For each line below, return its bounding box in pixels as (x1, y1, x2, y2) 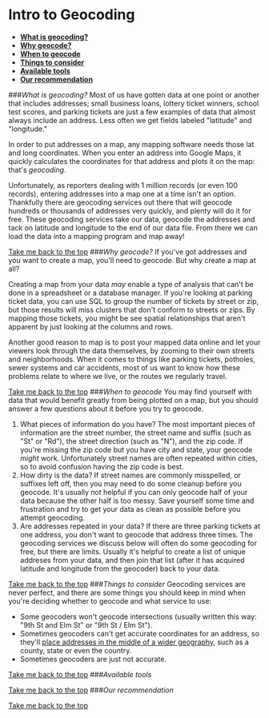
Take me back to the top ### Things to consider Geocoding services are (8, 579, 246, 588)
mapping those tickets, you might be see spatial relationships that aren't (8, 313, 246, 323)
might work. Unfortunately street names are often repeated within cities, (19, 453, 258, 463)
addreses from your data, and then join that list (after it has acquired (19, 555, 246, 564)
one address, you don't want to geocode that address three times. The (19, 529, 254, 539)
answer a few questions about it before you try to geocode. (8, 404, 204, 413)
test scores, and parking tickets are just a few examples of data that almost (8, 106, 256, 117)
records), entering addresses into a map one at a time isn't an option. (8, 189, 236, 198)
